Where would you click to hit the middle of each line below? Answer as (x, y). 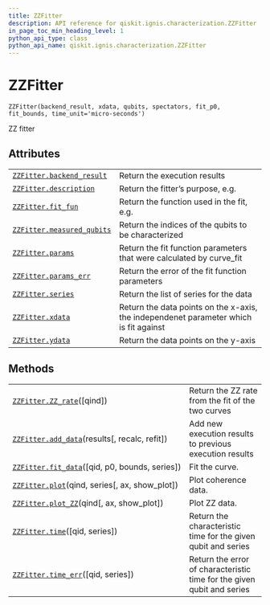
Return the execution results (172, 175)
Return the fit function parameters (183, 247)
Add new (206, 423)
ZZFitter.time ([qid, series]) (65, 531)
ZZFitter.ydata (41, 340)
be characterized (151, 235)
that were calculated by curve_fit (181, 258)
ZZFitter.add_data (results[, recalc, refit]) (90, 439)
